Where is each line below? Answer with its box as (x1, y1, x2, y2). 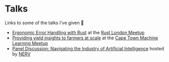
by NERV (12, 51, 31, 57)
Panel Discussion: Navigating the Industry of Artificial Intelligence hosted (12, 45, 164, 51)
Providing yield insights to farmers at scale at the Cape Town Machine (12, 35, 158, 41)
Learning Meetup (12, 40, 49, 46)
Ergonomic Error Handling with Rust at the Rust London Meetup (12, 29, 145, 35)
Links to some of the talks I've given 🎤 (5, 20, 84, 26)
